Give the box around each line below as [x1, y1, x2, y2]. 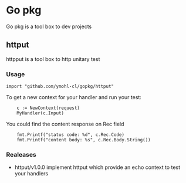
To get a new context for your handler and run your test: [6, 94, 142, 101]
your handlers [14, 170, 49, 177]
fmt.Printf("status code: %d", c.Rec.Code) [16, 132, 125, 138]
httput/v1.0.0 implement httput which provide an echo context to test [14, 164, 181, 171]
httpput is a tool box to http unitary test [6, 55, 100, 62]
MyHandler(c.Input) [16, 110, 65, 116]
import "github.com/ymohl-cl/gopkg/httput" [6, 83, 114, 90]
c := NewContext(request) [16, 105, 80, 111]
